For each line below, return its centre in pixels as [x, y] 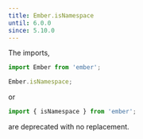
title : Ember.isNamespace [51, 15]
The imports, [29, 53]
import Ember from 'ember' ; [55, 68]
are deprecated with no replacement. [69, 127]
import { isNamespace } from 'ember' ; [72, 112]
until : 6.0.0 [30, 23]
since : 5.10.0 [32, 30]
